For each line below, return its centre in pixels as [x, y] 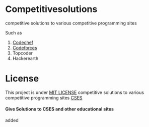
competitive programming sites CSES [44, 97]
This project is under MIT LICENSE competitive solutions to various [75, 92]
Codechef [23, 42]
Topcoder [23, 53]
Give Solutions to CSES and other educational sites [60, 109]
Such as [14, 32]
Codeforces [25, 47]
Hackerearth [25, 58]
